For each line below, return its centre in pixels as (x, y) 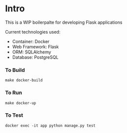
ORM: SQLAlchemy (32, 52)
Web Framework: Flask (35, 46)
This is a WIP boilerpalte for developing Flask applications (64, 22)
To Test (14, 115)
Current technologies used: (33, 32)
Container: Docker (31, 41)
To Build (15, 70)
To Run (14, 93)
